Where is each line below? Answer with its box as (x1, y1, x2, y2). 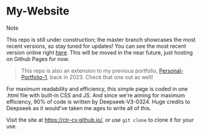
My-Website (6, 4, 70, 18)
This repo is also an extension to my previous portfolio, (21, 67, 158, 74)
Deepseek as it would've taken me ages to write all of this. (6, 104, 152, 111)
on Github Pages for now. (6, 55, 70, 62)
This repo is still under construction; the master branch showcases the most (6, 36, 196, 43)
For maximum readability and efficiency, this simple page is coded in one (6, 85, 188, 92)
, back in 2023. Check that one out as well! (47, 73, 154, 81)
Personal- (159, 67, 184, 74)
